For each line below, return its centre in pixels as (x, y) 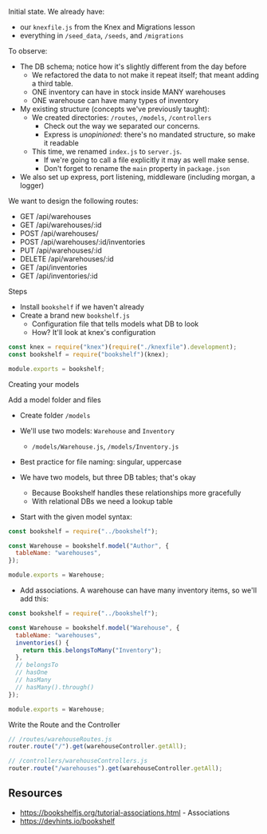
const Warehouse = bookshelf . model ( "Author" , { (89, 546)
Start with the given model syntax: (76, 517)
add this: (34, 599)
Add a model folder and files (55, 400)
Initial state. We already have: (57, 12)
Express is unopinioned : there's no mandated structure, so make (149, 134)
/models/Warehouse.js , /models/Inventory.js (105, 446)
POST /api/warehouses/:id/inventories (82, 242)
